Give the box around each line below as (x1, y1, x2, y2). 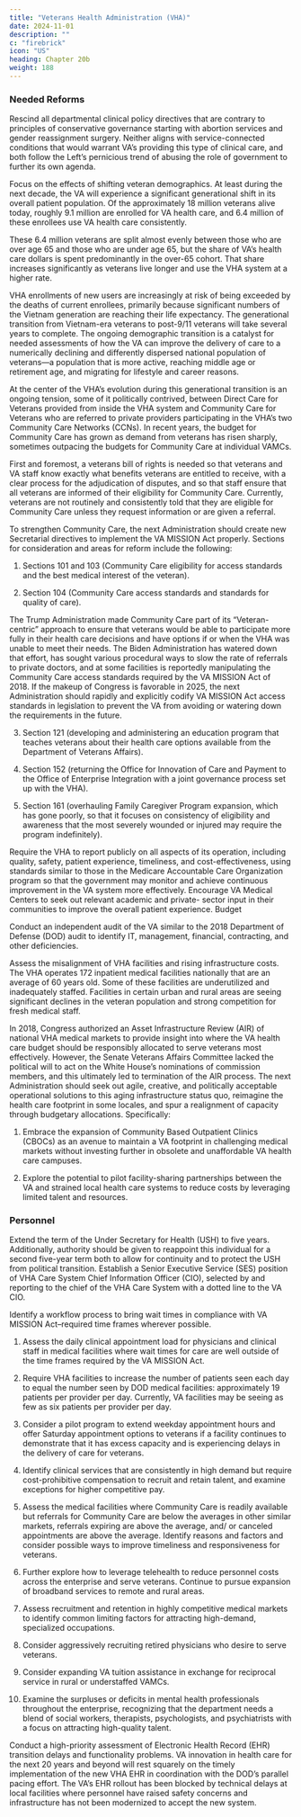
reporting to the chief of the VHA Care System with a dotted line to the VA (9, 1283, 282, 1293)
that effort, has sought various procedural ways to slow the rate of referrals (9, 653, 288, 664)
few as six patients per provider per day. (22, 1401, 173, 1412)
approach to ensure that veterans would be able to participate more (40, 624, 291, 635)
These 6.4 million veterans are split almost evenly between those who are (9, 235, 282, 246)
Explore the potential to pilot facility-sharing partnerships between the (22, 1173, 282, 1184)
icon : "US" (9, 47, 50, 56)
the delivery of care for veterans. (22, 1447, 145, 1458)
